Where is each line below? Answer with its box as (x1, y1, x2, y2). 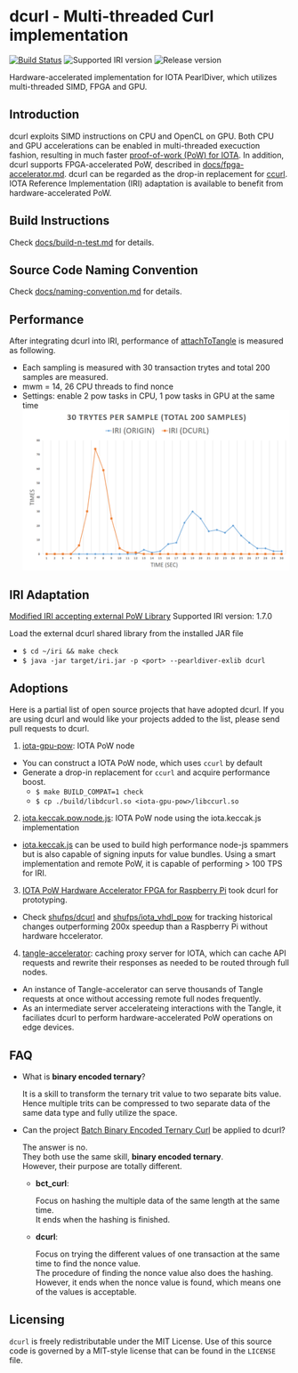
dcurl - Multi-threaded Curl (9, 6, 214, 27)
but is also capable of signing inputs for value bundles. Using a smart (21, 849, 276, 860)
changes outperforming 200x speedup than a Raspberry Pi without (21, 921, 269, 932)
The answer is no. (21, 1142, 88, 1153)
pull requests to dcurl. (9, 723, 90, 734)
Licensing (9, 1312, 65, 1328)
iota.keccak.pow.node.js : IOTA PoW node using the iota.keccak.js (21, 812, 262, 824)
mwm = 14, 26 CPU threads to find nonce (21, 381, 174, 392)
